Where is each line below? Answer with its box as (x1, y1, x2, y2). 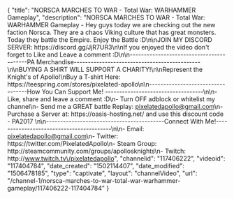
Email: (126, 125, 145, 133)
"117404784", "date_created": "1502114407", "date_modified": (7, 162, 185, 170)
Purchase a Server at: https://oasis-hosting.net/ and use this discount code (7, 110, 224, 118)
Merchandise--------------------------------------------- (36, 58, 201, 66)
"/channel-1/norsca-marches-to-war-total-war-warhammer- (7, 177, 181, 184)
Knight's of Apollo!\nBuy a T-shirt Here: (7, 73, 121, 81)
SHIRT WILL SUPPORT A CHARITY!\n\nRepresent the (50, 66, 203, 73)
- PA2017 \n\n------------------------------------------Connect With (7, 117, 204, 125)
